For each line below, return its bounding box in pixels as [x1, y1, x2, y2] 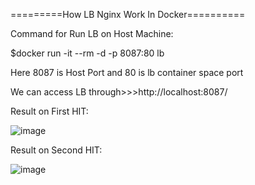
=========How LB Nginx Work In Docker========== [10, 9, 246, 20]
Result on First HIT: [10, 105, 89, 117]
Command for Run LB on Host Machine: [10, 28, 174, 39]
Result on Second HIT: [10, 144, 103, 156]
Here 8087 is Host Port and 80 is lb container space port [10, 67, 244, 78]
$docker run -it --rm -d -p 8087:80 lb [10, 47, 165, 59]
